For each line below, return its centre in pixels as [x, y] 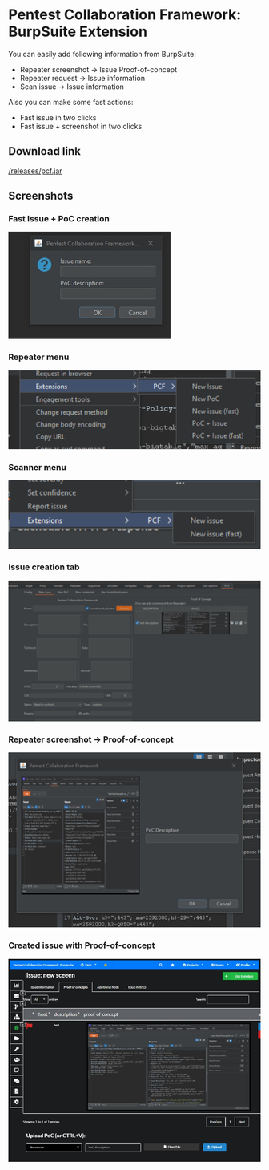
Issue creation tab [44, 567]
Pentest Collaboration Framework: [125, 15]
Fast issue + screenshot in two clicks [81, 126]
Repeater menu [39, 357]
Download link [45, 151]
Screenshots [41, 196]
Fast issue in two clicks [58, 117]
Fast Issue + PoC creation [59, 219]
